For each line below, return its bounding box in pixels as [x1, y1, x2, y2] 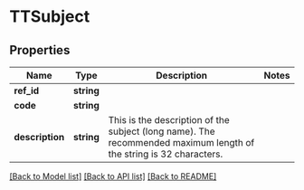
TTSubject [9, 6, 90, 27]
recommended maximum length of [108, 137, 255, 148]
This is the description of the [108, 114, 230, 126]
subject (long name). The [108, 125, 215, 138]
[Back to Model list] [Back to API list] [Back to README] [9, 171, 217, 182]
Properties [9, 43, 71, 58]
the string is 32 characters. [108, 147, 223, 160]
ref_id [14, 84, 40, 97]
